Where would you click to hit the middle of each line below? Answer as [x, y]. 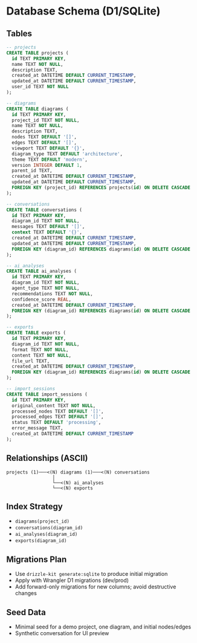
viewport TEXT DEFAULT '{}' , [48, 148]
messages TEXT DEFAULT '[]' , [48, 227]
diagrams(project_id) [42, 521]
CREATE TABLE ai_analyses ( [42, 271]
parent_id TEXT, [32, 171]
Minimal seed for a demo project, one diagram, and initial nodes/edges [103, 627]
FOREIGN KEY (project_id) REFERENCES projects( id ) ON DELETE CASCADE [101, 188]
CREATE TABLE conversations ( [44, 210]
